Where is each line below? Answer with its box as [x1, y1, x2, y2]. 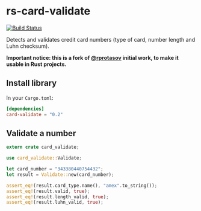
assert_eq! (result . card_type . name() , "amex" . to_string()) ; [6, 183, 158, 189]
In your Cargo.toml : [6, 94, 54, 101]
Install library [6, 78, 57, 88]
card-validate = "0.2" [6, 111, 63, 117]
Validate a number [6, 128, 76, 138]
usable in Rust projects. [6, 60, 67, 68]
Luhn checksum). [6, 42, 49, 50]
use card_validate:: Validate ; [6, 155, 82, 161]
